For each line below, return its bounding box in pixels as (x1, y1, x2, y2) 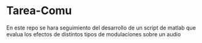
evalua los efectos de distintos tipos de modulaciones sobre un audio (6, 30, 181, 37)
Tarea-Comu (6, 4, 72, 18)
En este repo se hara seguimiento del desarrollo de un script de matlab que (6, 24, 196, 31)
